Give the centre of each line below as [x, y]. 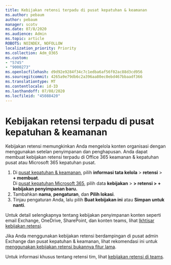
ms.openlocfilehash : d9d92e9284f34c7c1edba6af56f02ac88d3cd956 [74, 72]
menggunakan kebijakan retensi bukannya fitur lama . [61, 247]
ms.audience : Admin [26, 34]
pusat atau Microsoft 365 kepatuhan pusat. [51, 162]
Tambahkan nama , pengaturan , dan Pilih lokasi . [64, 194]
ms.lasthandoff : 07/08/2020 [35, 91]
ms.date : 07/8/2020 [26, 29]
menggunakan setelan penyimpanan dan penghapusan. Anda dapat [77, 152]
